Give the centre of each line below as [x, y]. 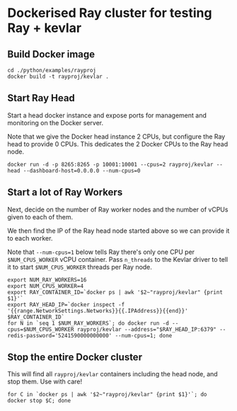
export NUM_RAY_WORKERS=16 [47, 280]
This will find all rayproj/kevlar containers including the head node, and [112, 374]
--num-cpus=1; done [144, 335]
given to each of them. [40, 216]
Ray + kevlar [45, 28]
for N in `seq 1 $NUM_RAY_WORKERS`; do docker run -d [88, 323]
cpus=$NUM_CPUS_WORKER [41, 329]
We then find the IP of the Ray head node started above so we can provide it [118, 231]
